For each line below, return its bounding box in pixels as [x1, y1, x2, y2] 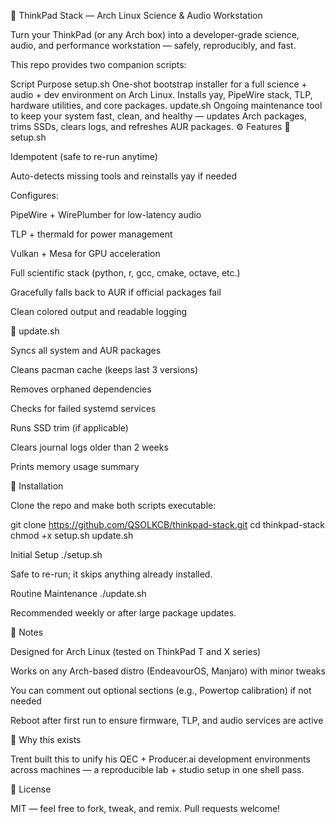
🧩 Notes [10, 626, 44, 638]
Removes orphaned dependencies [10, 383, 152, 395]
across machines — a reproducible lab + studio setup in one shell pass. [10, 764, 305, 775]
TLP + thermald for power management [10, 228, 173, 240]
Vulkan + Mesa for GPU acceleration [10, 248, 161, 259]
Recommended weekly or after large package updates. [10, 607, 237, 619]
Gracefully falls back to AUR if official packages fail [10, 286, 222, 298]
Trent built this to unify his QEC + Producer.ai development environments [10, 753, 311, 765]
